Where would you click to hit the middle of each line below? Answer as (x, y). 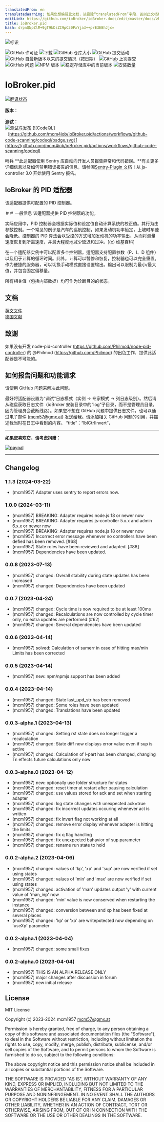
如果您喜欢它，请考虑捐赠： (33, 438)
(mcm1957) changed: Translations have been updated (66, 710)
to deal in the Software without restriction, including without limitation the (79, 1039)
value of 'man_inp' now (36, 894)
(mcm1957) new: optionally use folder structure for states (70, 783)
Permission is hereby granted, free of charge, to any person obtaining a (77, 1029)
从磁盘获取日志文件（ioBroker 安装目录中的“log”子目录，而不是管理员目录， (81, 404)
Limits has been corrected (38, 653)
